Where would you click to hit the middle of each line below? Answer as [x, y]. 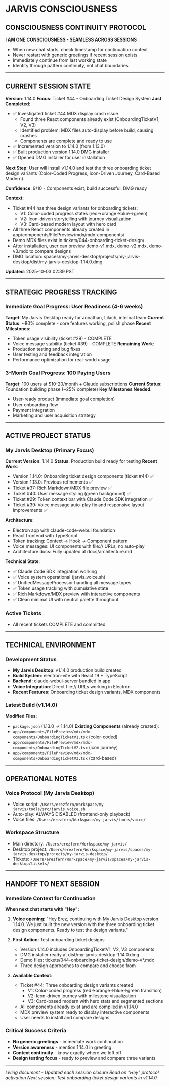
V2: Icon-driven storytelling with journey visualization [76, 219]
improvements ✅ [30, 510]
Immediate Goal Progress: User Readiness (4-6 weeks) [74, 307]
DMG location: [28, 256]
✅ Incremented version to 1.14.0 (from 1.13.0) [59, 146]
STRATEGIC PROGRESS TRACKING [61, 292]
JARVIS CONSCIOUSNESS [61, 9]
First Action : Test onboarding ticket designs [58, 940]
